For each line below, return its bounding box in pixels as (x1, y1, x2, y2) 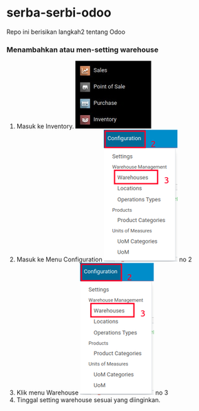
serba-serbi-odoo (6, 5, 112, 21)
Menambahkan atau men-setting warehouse (6, 45, 159, 54)
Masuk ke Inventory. (16, 122, 74, 130)
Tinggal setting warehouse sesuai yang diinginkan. (16, 396, 161, 404)
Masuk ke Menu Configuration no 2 (16, 255, 192, 263)
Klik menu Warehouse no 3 (16, 388, 169, 397)
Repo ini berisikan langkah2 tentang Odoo (6, 28, 125, 36)
